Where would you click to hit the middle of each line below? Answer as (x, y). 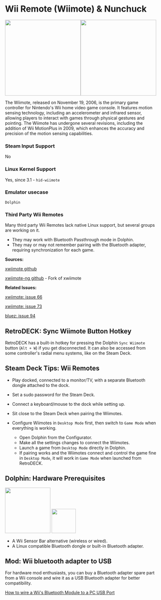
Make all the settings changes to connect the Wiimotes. (74, 442)
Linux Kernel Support (30, 169)
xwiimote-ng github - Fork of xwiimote (43, 278)
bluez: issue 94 (20, 316)
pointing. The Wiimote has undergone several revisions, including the (74, 123)
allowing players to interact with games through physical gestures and (75, 118)
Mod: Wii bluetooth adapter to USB (59, 561)
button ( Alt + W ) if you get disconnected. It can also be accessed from (75, 348)
